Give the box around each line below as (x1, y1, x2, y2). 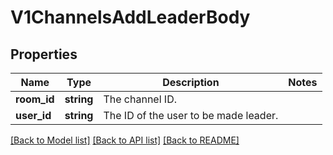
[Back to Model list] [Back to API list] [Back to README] (10, 134, 240, 146)
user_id (15, 109, 52, 122)
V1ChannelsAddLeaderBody (10, 6, 251, 29)
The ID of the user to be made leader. (103, 109, 279, 122)
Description (162, 76, 220, 89)
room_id (15, 92, 55, 106)
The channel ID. (103, 92, 177, 106)
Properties (10, 46, 78, 63)
